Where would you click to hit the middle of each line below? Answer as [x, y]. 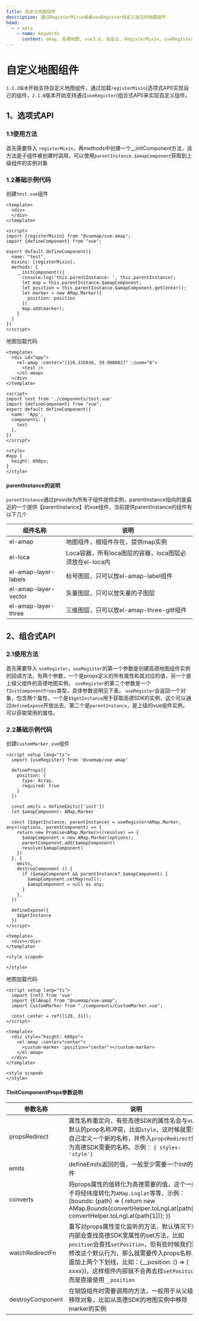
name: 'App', [28, 414]
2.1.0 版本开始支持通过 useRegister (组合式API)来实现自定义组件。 [111, 95]
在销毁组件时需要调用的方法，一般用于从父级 [131, 1291]
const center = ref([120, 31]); [52, 1017]
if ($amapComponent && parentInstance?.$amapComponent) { [95, 874]
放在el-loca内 [91, 562]
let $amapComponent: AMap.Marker [53, 812]
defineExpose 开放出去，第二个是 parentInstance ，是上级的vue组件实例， [100, 705]
